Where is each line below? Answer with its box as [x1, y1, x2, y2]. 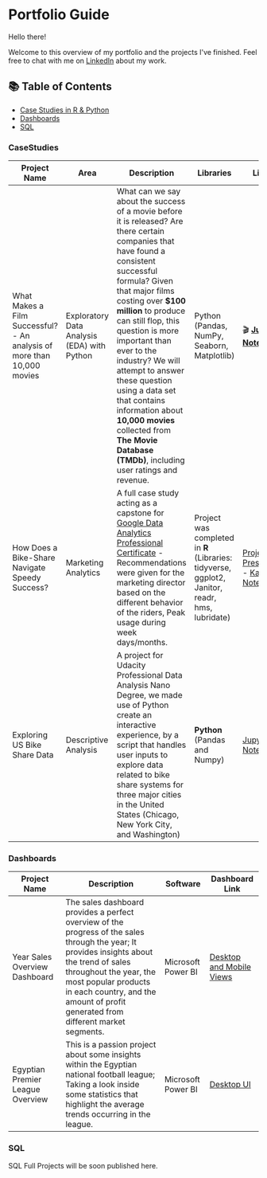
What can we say [116, 186, 181, 197]
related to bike [116, 769, 171, 781]
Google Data [116, 518, 164, 529]
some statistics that [65, 1089, 139, 1100]
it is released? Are [116, 216, 184, 227]
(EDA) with [65, 340, 106, 351]
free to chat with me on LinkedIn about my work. [8, 56, 167, 65]
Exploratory [65, 311, 110, 322]
